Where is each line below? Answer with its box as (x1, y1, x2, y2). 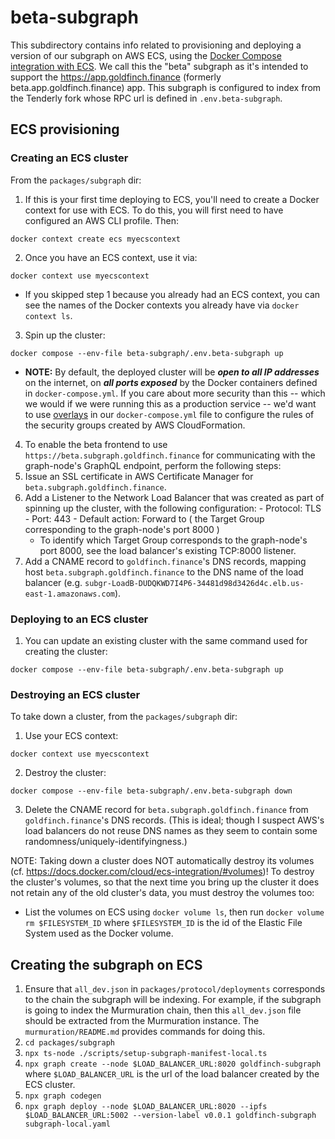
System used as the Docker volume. (24, 927, 174, 940)
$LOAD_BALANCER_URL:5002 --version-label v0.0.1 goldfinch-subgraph (24, 1111, 317, 1121)
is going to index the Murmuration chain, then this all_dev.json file (24, 1004, 302, 1016)
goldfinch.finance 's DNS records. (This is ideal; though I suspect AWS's (24, 814, 325, 826)
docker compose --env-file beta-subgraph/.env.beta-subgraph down (10, 786, 293, 796)
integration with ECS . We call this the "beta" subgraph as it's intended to (10, 60, 309, 72)
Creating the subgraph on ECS (10, 956, 203, 973)
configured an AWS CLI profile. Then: (24, 214, 179, 226)
